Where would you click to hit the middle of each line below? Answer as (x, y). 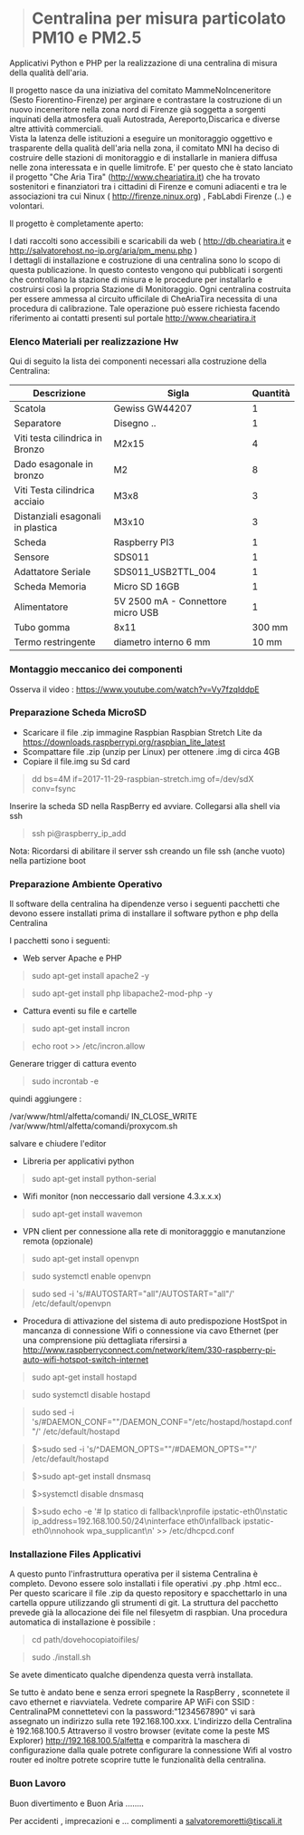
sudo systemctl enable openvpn (91, 1276)
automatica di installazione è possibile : (82, 1622)
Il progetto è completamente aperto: (76, 223)
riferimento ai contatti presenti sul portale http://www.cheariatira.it (133, 317)
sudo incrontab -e (65, 1081)
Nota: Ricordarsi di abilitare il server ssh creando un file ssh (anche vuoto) (147, 851)
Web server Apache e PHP (72, 958)
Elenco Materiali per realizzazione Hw (94, 341)
